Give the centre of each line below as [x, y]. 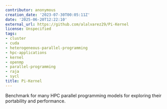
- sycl [12, 76]
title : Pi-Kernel [24, 81]
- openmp [15, 62]
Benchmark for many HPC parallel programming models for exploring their [83, 95]
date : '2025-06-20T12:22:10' [36, 19]
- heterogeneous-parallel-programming [46, 48]
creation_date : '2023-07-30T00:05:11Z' [48, 15]
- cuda [12, 43]
